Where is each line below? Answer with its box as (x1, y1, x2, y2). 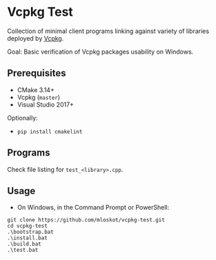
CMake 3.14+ (17, 85, 55, 94)
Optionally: (7, 113, 38, 122)
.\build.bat (7, 241, 41, 248)
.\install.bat (7, 235, 48, 241)
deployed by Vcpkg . (7, 34, 64, 42)
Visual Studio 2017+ (17, 100, 75, 109)
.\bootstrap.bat (7, 228, 54, 236)
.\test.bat (7, 247, 39, 254)
